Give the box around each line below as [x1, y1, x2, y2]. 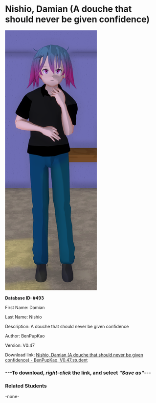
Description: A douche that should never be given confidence [5, 323, 129, 329]
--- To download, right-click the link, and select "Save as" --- [5, 369, 152, 376]
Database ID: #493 [5, 295, 44, 301]
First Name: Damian [5, 304, 45, 310]
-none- [5, 394, 20, 400]
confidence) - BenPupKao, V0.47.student [5, 357, 88, 363]
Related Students [5, 382, 47, 389]
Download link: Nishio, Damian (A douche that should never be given [5, 352, 143, 358]
